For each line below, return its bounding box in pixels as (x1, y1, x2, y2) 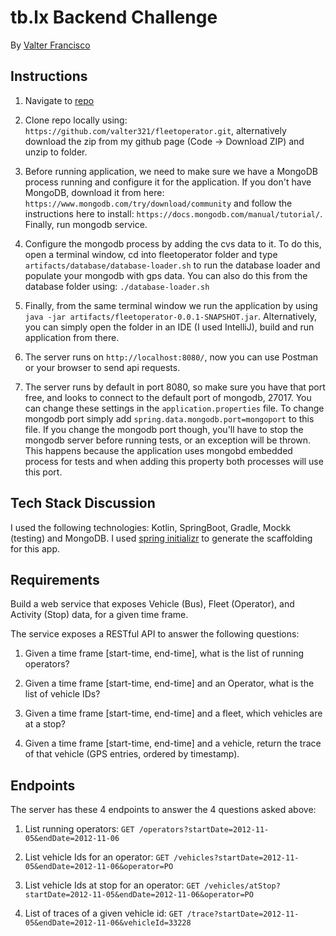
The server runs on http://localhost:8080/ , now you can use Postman (24, 351, 319, 363)
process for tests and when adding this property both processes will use (24, 455, 324, 467)
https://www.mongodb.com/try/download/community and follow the (24, 197, 293, 209)
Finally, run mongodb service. (24, 218, 148, 230)
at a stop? (24, 718, 66, 730)
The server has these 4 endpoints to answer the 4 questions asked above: (10, 804, 317, 816)
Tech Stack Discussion (10, 495, 156, 512)
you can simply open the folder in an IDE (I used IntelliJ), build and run (24, 321, 315, 333)
